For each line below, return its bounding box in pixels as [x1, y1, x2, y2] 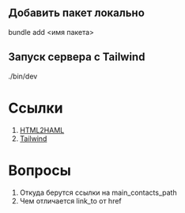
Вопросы [8, 162, 71, 179]
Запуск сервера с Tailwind [8, 51, 145, 64]
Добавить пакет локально [8, 6, 145, 20]
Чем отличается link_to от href [19, 196, 123, 205]
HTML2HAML [19, 125, 65, 135]
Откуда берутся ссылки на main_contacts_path [19, 188, 177, 197]
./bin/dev [8, 71, 38, 81]
